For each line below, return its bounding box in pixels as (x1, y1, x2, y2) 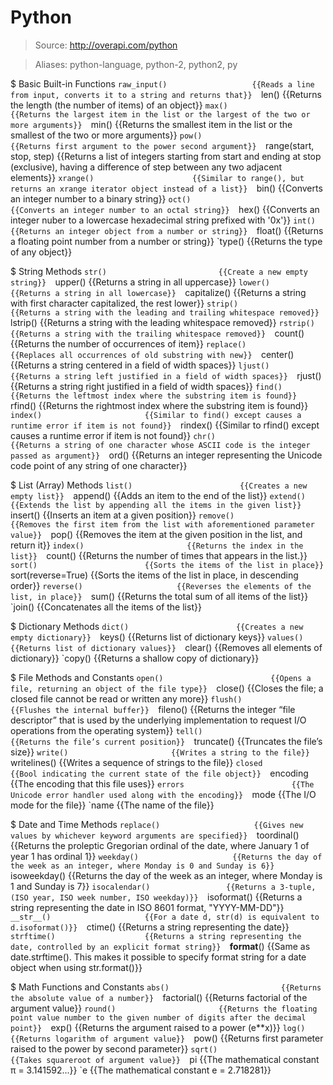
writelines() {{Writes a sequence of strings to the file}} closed (10, 756, 263, 768)
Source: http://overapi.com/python (34, 39, 178, 51)
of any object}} (10, 246, 73, 258)
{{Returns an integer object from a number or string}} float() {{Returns (10, 224, 324, 236)
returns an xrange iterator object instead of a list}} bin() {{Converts (10, 182, 323, 194)
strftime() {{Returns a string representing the (10, 931, 302, 941)
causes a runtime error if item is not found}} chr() (10, 429, 216, 441)
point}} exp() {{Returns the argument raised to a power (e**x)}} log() (10, 1021, 306, 1033)
